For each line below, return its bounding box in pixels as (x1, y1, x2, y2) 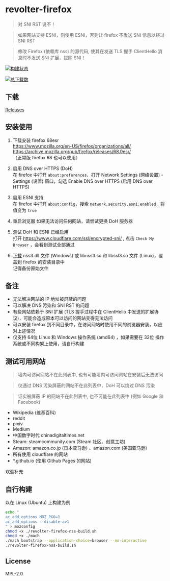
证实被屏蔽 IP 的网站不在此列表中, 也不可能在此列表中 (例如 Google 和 (17, 393, 164, 399)
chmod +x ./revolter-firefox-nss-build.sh (5, 528, 97, 534)
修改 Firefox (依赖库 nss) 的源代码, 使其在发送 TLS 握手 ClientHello (17, 48, 157, 54)
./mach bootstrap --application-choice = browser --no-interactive (5, 538, 147, 543)
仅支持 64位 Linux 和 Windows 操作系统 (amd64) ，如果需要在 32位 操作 (12, 334, 164, 341)
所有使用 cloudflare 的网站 (12, 451, 68, 457)
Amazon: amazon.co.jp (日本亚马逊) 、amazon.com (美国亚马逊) (12, 445, 148, 451)
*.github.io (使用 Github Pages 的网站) (12, 458, 92, 464)
